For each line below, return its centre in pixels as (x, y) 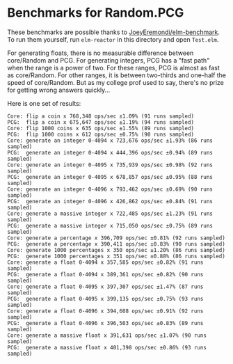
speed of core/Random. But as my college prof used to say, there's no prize (115, 82)
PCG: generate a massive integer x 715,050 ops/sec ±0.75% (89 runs (110, 225)
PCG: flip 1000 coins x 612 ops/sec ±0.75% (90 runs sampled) (101, 134)
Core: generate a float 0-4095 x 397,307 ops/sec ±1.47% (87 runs (105, 287)
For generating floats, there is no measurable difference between (101, 53)
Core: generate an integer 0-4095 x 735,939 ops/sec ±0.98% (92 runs (110, 165)
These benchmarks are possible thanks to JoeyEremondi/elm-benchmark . (114, 32)
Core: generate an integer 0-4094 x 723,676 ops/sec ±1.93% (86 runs (110, 141)
